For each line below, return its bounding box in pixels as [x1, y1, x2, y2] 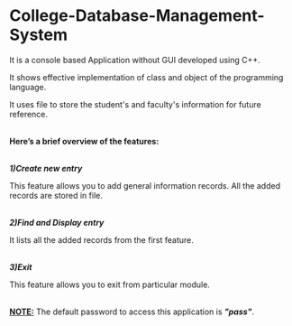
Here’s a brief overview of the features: [9, 135, 160, 146]
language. [9, 81, 47, 92]
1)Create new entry [9, 163, 83, 173]
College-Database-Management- [9, 5, 265, 26]
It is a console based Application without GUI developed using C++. [9, 54, 261, 65]
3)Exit [9, 261, 32, 272]
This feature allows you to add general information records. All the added [9, 180, 281, 191]
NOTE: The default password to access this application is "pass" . [9, 306, 255, 317]
